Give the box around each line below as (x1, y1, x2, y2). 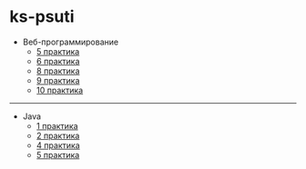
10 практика (36, 84, 84, 95)
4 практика (36, 139, 80, 151)
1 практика (36, 120, 79, 131)
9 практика (36, 75, 80, 85)
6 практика (36, 55, 80, 66)
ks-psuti (9, 6, 75, 27)
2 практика (36, 130, 80, 141)
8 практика (36, 65, 80, 76)
